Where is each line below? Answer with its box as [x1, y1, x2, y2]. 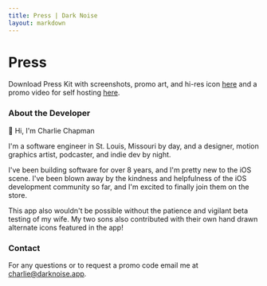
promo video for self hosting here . [8, 88, 120, 98]
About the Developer [8, 108, 91, 119]
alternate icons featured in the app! [8, 222, 124, 232]
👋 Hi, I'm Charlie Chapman [8, 126, 96, 135]
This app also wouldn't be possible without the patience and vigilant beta [8, 206, 249, 215]
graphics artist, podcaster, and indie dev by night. [8, 149, 171, 159]
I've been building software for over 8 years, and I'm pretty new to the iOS [8, 164, 252, 175]
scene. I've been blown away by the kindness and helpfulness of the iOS [8, 173, 247, 183]
